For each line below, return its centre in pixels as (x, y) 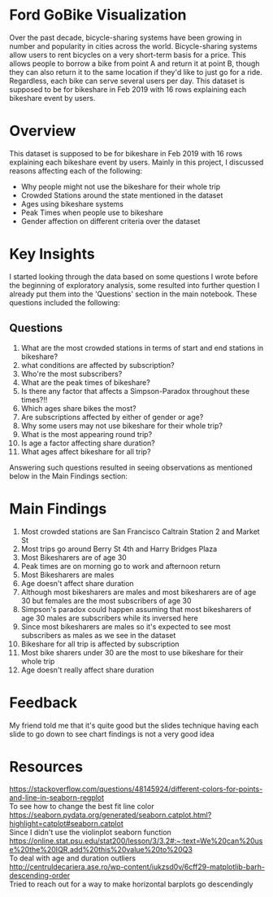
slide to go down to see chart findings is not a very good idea (112, 733)
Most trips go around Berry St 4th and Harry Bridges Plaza (119, 549)
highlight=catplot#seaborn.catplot (67, 824)
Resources (46, 766)
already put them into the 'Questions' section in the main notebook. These (133, 294)
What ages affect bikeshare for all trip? (86, 451)
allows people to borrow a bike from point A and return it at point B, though (134, 63)
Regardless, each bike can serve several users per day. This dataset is (127, 81)
